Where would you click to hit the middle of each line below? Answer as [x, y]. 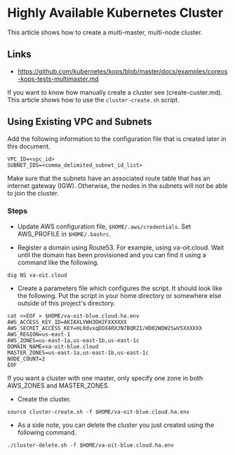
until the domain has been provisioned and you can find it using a [112, 254]
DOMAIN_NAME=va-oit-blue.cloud [53, 346]
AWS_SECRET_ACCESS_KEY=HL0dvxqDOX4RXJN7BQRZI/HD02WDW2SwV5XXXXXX [105, 328]
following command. [47, 432]
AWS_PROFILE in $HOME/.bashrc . [64, 233]
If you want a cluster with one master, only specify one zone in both [105, 378]
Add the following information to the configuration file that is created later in [117, 139]
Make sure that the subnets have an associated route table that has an [109, 178]
